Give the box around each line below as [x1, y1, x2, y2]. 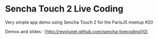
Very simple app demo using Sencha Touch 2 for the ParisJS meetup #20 [5, 19, 153, 25]
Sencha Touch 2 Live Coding [5, 3, 124, 14]
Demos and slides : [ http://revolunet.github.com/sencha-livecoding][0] [5, 28, 148, 34]
